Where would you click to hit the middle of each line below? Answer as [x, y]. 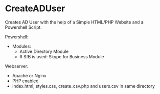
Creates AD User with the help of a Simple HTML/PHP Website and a [74, 22]
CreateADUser [35, 9]
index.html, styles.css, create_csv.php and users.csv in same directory [83, 86]
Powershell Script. [23, 27]
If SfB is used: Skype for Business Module [62, 56]
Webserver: [17, 66]
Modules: [22, 46]
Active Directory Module [44, 51]
